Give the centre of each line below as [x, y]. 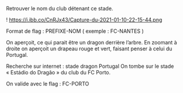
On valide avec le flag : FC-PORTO [48, 84]
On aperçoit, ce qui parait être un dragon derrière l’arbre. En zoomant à [91, 42]
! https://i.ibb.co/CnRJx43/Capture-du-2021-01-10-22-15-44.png [84, 20]
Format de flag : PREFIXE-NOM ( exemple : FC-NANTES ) [75, 31]
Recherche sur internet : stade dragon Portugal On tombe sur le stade [90, 66]
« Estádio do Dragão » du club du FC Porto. [58, 72]
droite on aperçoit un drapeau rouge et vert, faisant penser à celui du [89, 49]
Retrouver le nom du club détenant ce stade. [60, 8]
